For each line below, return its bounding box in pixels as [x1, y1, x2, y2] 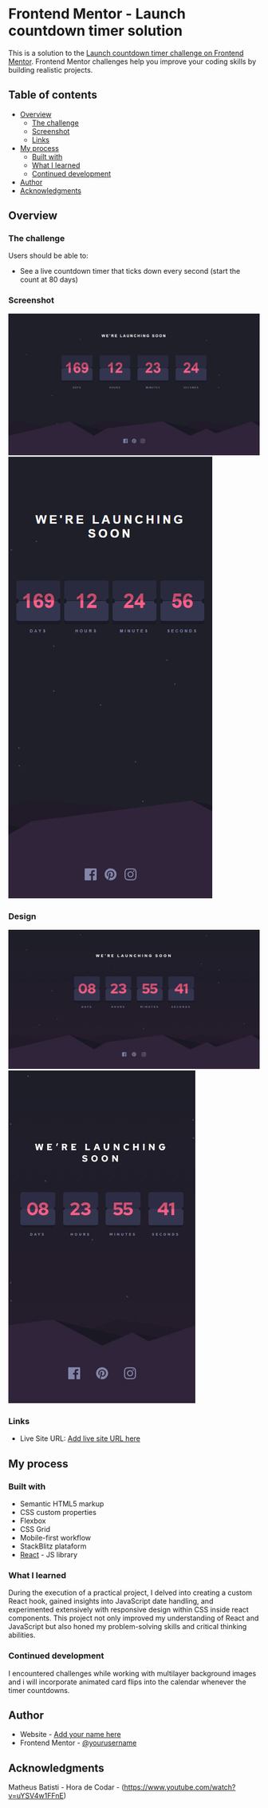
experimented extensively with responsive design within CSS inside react [8, 1605, 249, 1615]
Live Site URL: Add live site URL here [19, 1434, 141, 1443]
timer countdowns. [8, 1685, 70, 1695]
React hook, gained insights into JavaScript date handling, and [8, 1596, 214, 1606]
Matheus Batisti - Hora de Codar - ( [8, 1782, 125, 1792]
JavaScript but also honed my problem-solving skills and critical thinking [8, 1622, 247, 1632]
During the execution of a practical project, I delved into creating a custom [8, 1588, 253, 1597]
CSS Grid [19, 1525, 50, 1534]
